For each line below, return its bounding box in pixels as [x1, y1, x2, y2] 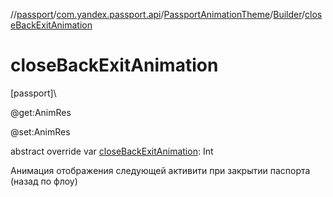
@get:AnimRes [10, 106, 72, 118]
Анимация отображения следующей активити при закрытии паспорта [10, 164, 311, 176]
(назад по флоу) [10, 175, 78, 187]
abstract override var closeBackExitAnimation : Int [10, 145, 214, 157]
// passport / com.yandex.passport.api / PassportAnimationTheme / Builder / [10, 9, 306, 20]
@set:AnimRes [10, 125, 71, 138]
